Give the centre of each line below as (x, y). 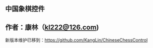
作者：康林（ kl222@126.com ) (52, 27)
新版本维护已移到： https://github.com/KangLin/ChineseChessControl (76, 40)
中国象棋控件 (25, 9)
